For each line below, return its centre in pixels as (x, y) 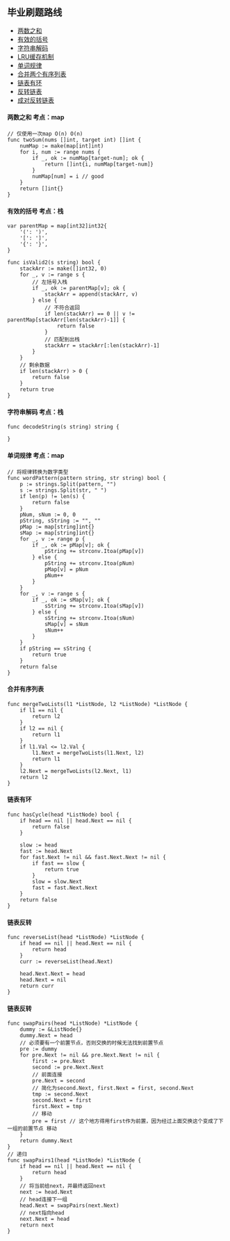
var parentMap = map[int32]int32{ (57, 226)
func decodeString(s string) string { (63, 427)
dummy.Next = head (46, 1036)
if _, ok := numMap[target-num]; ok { (88, 159)
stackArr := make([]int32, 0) (64, 269)
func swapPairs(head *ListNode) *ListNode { (73, 1024)
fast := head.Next (46, 851)
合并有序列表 (25, 689)
